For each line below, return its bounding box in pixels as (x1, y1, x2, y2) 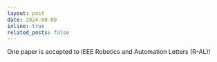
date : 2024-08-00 (7, 16, 57, 23)
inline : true (7, 22, 45, 29)
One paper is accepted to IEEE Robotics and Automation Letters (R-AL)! (7, 48, 211, 56)
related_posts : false (7, 29, 70, 36)
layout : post (7, 10, 45, 17)
